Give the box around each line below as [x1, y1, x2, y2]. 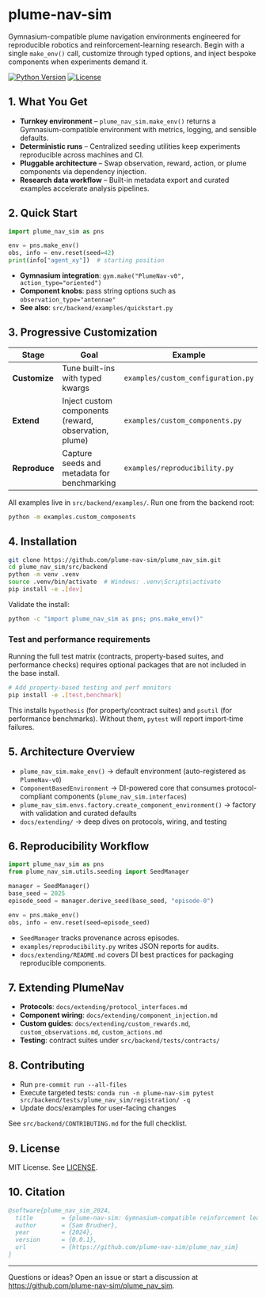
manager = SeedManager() [8, 882, 90, 890]
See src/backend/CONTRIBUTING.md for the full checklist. [8, 1118, 188, 1129]
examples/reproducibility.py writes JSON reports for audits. [19, 941, 219, 951]
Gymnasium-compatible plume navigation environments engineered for [8, 32, 241, 41]
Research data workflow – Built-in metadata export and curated [19, 175, 230, 184]
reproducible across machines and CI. [19, 150, 144, 159]
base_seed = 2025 [8, 890, 66, 898]
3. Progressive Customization [8, 326, 158, 340]
